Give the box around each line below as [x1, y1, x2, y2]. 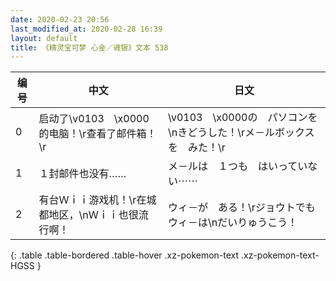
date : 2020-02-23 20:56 [10, 14, 110, 25]
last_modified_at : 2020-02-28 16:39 [10, 24, 163, 34]
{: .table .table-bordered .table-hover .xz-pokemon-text [10, 249, 240, 261]
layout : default [10, 33, 78, 43]
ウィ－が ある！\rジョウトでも [168, 201, 316, 215]
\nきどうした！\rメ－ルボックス [168, 126, 315, 140]
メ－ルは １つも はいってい [168, 159, 308, 173]
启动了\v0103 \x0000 [38, 112, 150, 126]
